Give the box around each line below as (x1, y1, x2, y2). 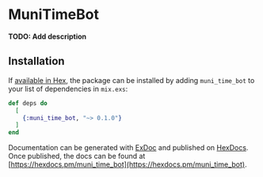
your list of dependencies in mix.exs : (8, 84, 128, 93)
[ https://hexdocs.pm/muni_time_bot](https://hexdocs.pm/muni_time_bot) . (8, 160, 247, 169)
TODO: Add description (8, 32, 87, 41)
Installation (8, 55, 65, 68)
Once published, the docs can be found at (8, 152, 146, 161)
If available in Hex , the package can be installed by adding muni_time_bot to (8, 75, 255, 85)
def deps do (8, 99, 48, 107)
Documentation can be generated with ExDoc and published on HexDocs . (8, 143, 249, 153)
